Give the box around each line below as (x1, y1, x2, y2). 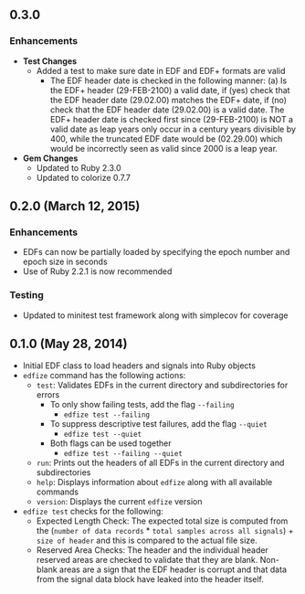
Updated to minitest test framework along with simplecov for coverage (22, 310, 289, 321)
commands (36, 486, 79, 497)
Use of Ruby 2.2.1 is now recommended (22, 266, 173, 277)
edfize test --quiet (63, 430, 142, 440)
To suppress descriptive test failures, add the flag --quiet (49, 419, 268, 430)
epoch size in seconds (22, 256, 108, 268)
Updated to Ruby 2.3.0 (36, 162, 121, 173)
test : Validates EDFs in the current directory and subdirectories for (36, 379, 289, 391)
